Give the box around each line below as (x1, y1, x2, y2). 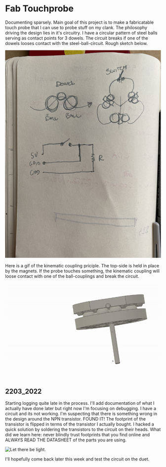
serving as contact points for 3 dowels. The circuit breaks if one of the (5, 35, 148, 41)
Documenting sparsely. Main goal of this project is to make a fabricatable (5, 19, 154, 25)
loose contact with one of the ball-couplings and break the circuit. (5, 273, 139, 279)
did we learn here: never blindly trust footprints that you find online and (5, 432, 150, 438)
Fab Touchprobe (5, 3, 74, 14)
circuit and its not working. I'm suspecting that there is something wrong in (5, 411, 158, 417)
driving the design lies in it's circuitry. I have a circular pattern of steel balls (5, 30, 158, 36)
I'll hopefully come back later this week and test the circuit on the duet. (5, 456, 150, 462)
